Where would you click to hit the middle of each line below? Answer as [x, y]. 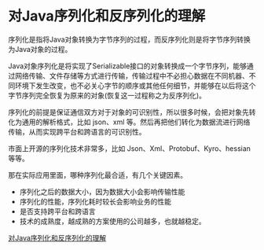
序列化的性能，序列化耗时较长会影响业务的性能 [95, 201]
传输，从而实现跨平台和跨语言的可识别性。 [77, 131]
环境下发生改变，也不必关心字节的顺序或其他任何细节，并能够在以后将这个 [135, 85]
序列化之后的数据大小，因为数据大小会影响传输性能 [102, 191]
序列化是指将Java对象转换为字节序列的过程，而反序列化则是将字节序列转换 [130, 39]
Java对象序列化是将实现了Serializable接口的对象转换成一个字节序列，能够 [128, 66]
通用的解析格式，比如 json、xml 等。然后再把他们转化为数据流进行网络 [136, 122]
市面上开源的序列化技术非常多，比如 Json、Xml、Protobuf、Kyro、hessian [130, 148]
